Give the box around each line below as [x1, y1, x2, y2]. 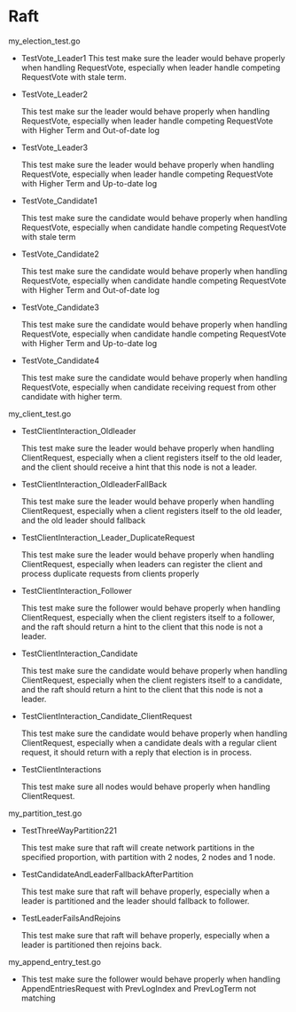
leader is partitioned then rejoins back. [20, 939, 162, 950]
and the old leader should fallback [20, 515, 146, 526]
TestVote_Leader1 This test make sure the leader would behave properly [20, 52, 285, 63]
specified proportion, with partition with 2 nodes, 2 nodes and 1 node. [20, 851, 276, 862]
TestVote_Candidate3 [20, 302, 99, 312]
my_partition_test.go [8, 808, 82, 818]
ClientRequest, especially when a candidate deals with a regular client [20, 737, 277, 747]
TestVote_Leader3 [20, 142, 89, 153]
